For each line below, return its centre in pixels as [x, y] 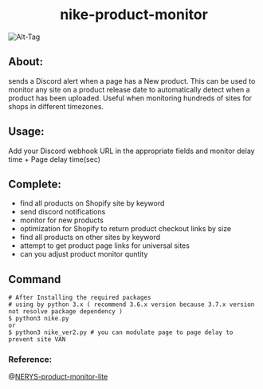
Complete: [35, 184]
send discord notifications [63, 212]
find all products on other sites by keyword [90, 238]
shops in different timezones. [56, 106]
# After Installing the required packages [80, 298]
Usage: [27, 132]
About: [26, 62]
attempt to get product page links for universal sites [104, 246]
